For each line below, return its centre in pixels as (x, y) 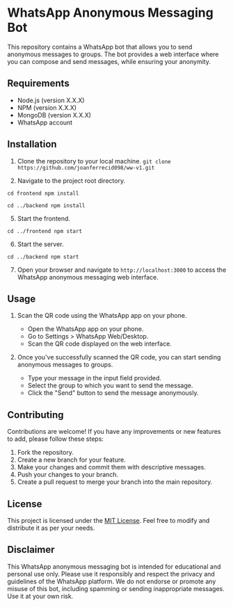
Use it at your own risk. (40, 596)
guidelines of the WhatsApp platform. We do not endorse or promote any (112, 581)
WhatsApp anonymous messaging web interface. (88, 277)
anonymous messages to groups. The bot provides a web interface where (113, 54)
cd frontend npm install (43, 193)
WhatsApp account (45, 122)
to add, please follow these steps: (56, 439)
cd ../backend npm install (46, 205)
